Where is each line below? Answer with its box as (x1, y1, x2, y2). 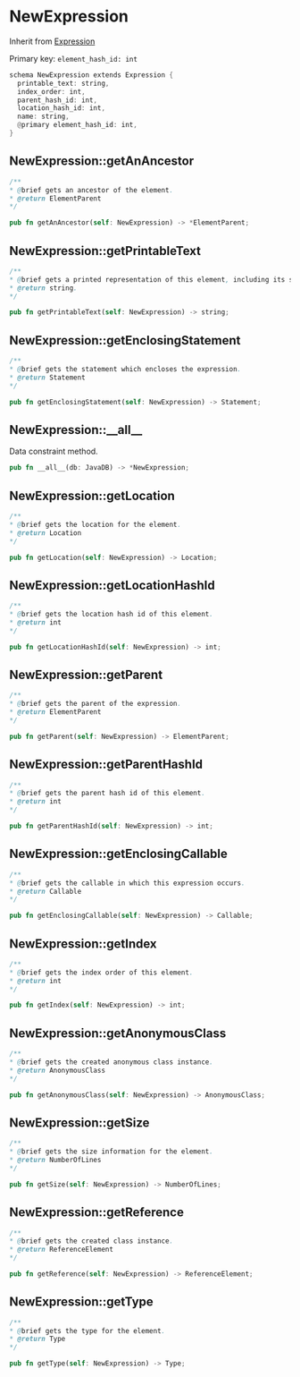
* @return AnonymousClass (9, 1066, 105, 1075)
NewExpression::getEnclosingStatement (9, 333, 241, 348)
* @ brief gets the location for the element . (9, 520, 181, 529)
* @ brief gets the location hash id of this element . (9, 610, 214, 619)
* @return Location (9, 528, 82, 538)
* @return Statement (9, 373, 87, 382)
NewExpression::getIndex (9, 936, 157, 951)
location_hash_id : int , (17, 104, 105, 113)
